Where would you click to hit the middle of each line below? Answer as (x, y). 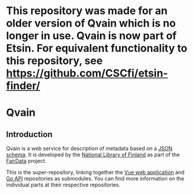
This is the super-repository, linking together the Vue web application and (95, 172)
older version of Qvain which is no (91, 23)
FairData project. (26, 161)
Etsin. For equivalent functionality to (97, 48)
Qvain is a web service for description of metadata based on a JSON (89, 149)
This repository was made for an (87, 11)
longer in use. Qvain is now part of (91, 36)
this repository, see (54, 61)
